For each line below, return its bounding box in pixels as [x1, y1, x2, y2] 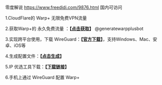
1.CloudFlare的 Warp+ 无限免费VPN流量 [5, 15, 87, 21]
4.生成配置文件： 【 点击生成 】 [5, 53, 64, 59]
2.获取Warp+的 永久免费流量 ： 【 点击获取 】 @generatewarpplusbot [5, 25, 144, 31]
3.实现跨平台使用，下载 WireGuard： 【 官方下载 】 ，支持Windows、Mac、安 [5, 36, 157, 42]
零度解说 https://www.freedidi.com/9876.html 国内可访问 [5, 4, 122, 10]
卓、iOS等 [5, 42, 26, 48]
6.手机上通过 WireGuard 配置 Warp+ [5, 74, 80, 80]
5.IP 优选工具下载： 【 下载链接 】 [5, 64, 69, 69]
